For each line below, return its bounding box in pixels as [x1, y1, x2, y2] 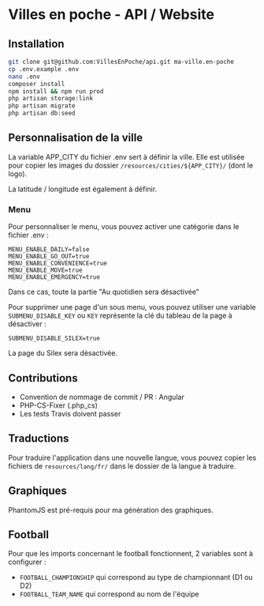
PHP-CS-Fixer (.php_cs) [19, 401, 99, 410]
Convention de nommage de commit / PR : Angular [19, 392, 185, 401]
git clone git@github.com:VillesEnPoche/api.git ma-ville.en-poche [8, 58, 235, 66]
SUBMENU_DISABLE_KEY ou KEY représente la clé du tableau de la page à [8, 311, 232, 321]
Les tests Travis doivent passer [19, 408, 121, 418]
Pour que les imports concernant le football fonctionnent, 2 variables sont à [8, 549, 254, 559]
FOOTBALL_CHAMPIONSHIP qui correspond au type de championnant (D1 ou [19, 573, 254, 582]
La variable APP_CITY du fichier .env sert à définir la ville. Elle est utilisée [8, 152, 245, 161]
